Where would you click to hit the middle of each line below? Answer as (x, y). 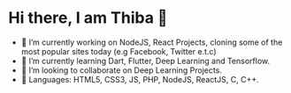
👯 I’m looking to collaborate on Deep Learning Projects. (122, 70)
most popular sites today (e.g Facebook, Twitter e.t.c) (119, 51)
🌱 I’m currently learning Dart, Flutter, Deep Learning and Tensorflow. (145, 61)
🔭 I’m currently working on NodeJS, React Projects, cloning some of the (152, 42)
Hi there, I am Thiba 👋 (88, 18)
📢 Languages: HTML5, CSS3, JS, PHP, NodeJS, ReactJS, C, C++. (140, 79)
